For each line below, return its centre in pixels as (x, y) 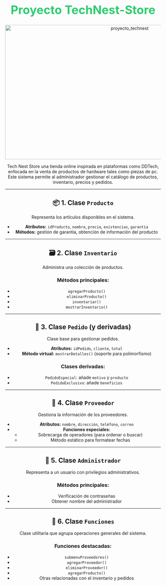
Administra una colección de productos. (83, 267)
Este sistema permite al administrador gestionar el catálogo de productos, (83, 177)
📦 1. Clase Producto (83, 203)
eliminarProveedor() (86, 568)
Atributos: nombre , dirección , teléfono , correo (86, 425)
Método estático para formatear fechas (90, 440)
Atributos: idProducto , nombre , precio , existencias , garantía (87, 227)
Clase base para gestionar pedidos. (83, 339)
